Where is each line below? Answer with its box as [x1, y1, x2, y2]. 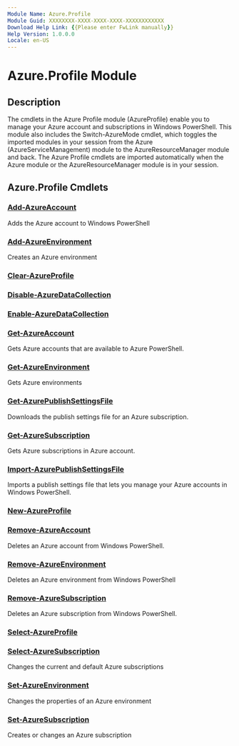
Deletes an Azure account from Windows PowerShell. [7, 541, 165, 550]
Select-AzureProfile [7, 627, 78, 637]
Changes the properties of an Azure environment [7, 697, 152, 705]
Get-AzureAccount [7, 328, 75, 338]
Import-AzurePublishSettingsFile [7, 464, 125, 474]
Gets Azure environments [7, 378, 82, 387]
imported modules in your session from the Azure [7, 138, 153, 146]
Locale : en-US [7, 37, 50, 44]
